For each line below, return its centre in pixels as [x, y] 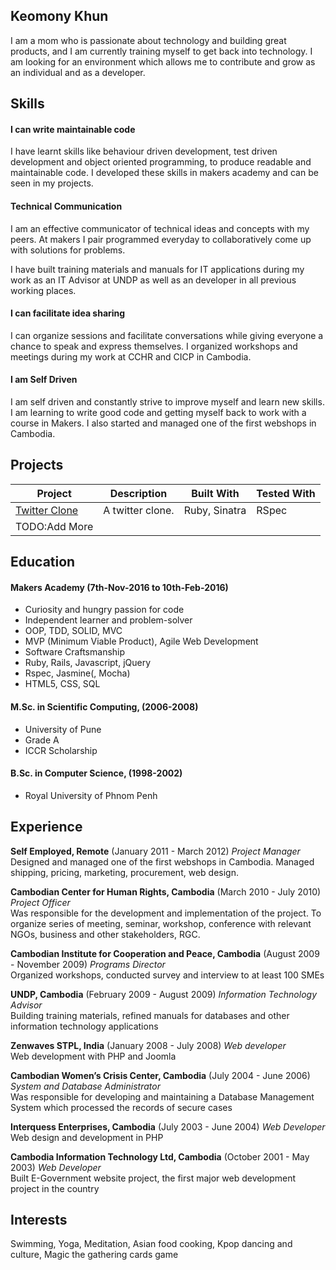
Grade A [42, 740]
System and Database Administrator [85, 1086]
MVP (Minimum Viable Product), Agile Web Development [141, 641]
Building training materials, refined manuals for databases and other [150, 1015]
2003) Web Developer [56, 1167]
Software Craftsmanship [75, 652]
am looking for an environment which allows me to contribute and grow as [163, 61]
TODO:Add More [54, 526]
